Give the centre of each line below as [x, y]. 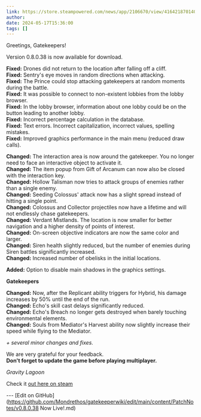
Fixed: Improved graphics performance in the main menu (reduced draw [95, 139]
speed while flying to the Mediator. [49, 331]
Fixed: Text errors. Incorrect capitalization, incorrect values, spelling [90, 126]
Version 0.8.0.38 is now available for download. [65, 57]
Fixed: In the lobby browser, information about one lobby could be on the [96, 107]
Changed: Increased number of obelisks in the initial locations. [84, 258]
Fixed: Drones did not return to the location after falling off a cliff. [86, 69]
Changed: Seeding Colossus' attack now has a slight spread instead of [94, 194]
